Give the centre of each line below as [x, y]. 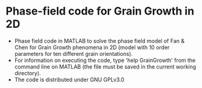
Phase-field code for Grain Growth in [100, 11]
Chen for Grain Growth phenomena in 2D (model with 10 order [92, 47]
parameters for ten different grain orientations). [73, 53]
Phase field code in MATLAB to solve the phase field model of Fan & [99, 41]
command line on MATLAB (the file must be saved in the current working [105, 66]
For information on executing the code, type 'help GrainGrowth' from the [105, 60]
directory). [28, 73]
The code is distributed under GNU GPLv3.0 [69, 80]
